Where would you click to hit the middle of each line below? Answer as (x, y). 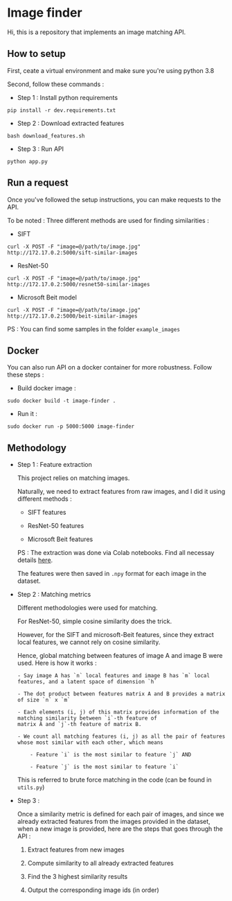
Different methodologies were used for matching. (87, 608)
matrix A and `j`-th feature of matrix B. (79, 725)
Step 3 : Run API (41, 149)
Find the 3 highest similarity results (78, 877)
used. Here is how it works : (57, 663)
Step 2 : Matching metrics (54, 595)
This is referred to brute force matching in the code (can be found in (114, 780)
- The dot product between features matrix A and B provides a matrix (121, 694)
